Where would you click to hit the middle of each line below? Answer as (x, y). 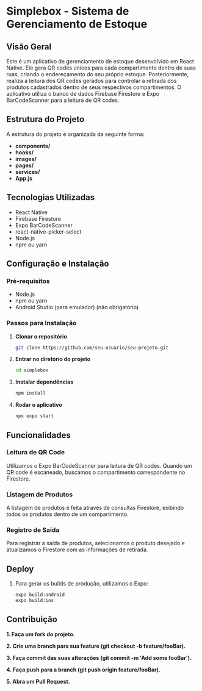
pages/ (24, 165)
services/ (27, 171)
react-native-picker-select (48, 231)
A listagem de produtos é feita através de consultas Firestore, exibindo (95, 508)
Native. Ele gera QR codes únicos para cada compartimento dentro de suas (101, 68)
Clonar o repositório (41, 336)
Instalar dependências (44, 382)
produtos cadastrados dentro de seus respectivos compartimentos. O (94, 87)
